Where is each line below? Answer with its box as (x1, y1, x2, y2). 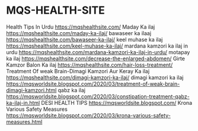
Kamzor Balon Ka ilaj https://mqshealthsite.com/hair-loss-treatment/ (6, 61, 173, 68)
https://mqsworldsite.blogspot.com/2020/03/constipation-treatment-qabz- (6, 93, 190, 100)
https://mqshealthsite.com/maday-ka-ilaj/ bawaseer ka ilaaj (6, 29, 152, 36)
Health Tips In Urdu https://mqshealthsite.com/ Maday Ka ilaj (6, 23, 155, 30)
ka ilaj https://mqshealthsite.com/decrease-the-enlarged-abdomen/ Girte (6, 55, 186, 62)
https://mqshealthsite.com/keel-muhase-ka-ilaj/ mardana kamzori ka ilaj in (6, 42, 189, 49)
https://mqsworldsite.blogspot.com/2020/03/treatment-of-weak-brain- (6, 80, 180, 87)
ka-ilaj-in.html (6, 99, 40, 106)
